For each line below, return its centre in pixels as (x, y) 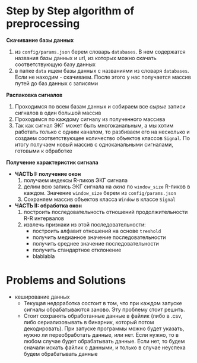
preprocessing (43, 24)
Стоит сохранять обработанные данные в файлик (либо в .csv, (103, 316)
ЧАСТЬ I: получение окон (48, 173)
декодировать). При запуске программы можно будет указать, (104, 328)
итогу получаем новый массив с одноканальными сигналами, (94, 144)
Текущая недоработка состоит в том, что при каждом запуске (103, 303)
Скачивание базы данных (40, 40)
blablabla (44, 256)
